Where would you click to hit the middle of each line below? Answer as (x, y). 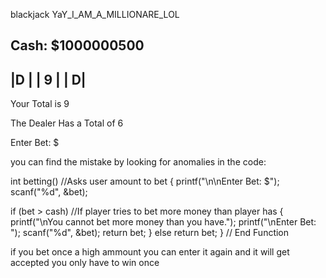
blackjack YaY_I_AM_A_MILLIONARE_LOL (95, 14)
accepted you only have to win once (85, 263)
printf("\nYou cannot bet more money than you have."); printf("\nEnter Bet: (163, 222)
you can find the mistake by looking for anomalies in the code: (138, 162)
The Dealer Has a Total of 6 (67, 123)
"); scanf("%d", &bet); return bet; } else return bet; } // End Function (150, 233)
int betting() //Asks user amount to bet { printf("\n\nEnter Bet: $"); (145, 181)
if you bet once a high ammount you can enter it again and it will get (150, 252)
